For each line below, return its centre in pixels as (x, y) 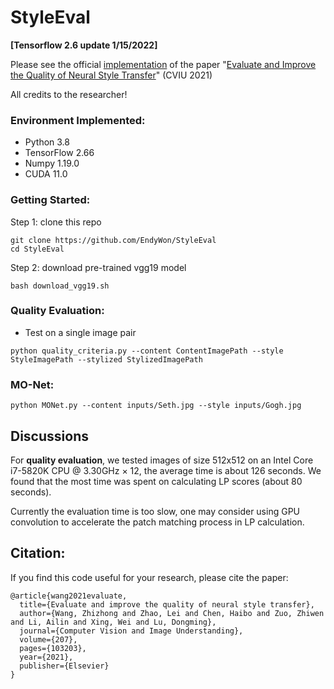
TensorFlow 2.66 (59, 153)
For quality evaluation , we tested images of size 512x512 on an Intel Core (162, 460)
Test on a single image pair (80, 332)
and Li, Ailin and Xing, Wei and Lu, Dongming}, (113, 622)
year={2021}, (46, 657)
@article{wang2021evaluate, (69, 596)
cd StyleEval (37, 249)
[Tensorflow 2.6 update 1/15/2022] (84, 45)
